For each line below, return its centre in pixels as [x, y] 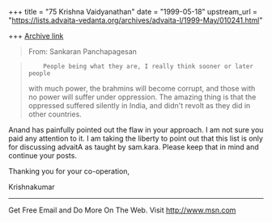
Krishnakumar [32, 187]
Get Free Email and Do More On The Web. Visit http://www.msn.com [122, 210]
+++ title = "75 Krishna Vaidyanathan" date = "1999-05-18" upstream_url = [133, 12]
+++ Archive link [36, 36]
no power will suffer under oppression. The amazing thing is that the [142, 97]
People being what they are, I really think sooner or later [148, 66]
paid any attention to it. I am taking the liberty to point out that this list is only [136, 138]
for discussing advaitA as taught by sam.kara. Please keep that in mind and [134, 147]
